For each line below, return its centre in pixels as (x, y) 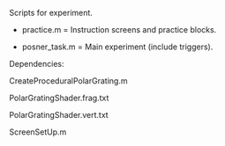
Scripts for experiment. (51, 13)
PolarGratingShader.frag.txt (59, 98)
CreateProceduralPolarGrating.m (68, 81)
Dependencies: (37, 64)
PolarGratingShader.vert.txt (59, 115)
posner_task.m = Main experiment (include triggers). (117, 47)
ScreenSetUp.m (38, 132)
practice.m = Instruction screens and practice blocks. (119, 29)
